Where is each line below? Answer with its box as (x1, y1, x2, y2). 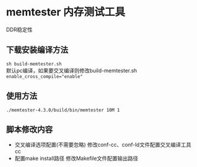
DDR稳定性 (6, 26, 33, 33)
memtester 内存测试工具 (6, 5, 126, 19)
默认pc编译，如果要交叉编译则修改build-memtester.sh (6, 67, 137, 74)
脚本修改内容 (6, 125, 53, 135)
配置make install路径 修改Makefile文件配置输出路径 (14, 155, 139, 162)
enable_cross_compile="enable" (6, 73, 83, 80)
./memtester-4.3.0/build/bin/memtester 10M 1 (6, 107, 120, 113)
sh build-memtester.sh (6, 61, 62, 67)
